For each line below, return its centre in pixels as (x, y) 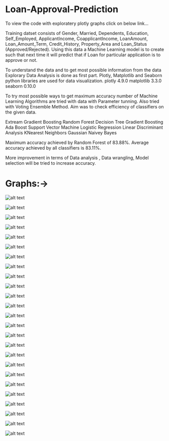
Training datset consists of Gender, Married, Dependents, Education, (77, 33)
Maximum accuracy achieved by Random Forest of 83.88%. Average (77, 142)
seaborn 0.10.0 (21, 86)
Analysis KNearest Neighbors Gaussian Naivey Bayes (61, 132)
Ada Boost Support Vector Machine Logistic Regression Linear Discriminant (84, 127)
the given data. (21, 112)
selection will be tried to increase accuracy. (51, 163)
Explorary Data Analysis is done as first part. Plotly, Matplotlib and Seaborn (84, 75)
